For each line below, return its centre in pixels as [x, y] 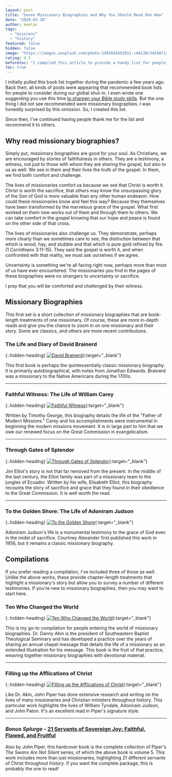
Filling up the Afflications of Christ [49, 673]
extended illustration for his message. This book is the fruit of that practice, [85, 650]
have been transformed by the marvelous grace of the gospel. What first [82, 207]
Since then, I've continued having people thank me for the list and [75, 119]
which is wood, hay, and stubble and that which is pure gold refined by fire [84, 244]
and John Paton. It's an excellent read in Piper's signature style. [72, 711]
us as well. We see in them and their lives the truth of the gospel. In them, [83, 170]
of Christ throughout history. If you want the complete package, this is [79, 763]
